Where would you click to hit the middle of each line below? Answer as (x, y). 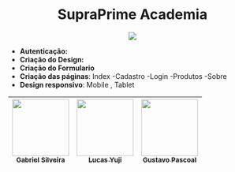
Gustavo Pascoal (170, 160)
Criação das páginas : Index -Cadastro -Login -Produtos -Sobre (123, 76)
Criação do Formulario (57, 68)
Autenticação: (44, 51)
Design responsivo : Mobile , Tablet (77, 84)
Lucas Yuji (105, 160)
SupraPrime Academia (132, 15)
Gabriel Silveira (41, 160)
